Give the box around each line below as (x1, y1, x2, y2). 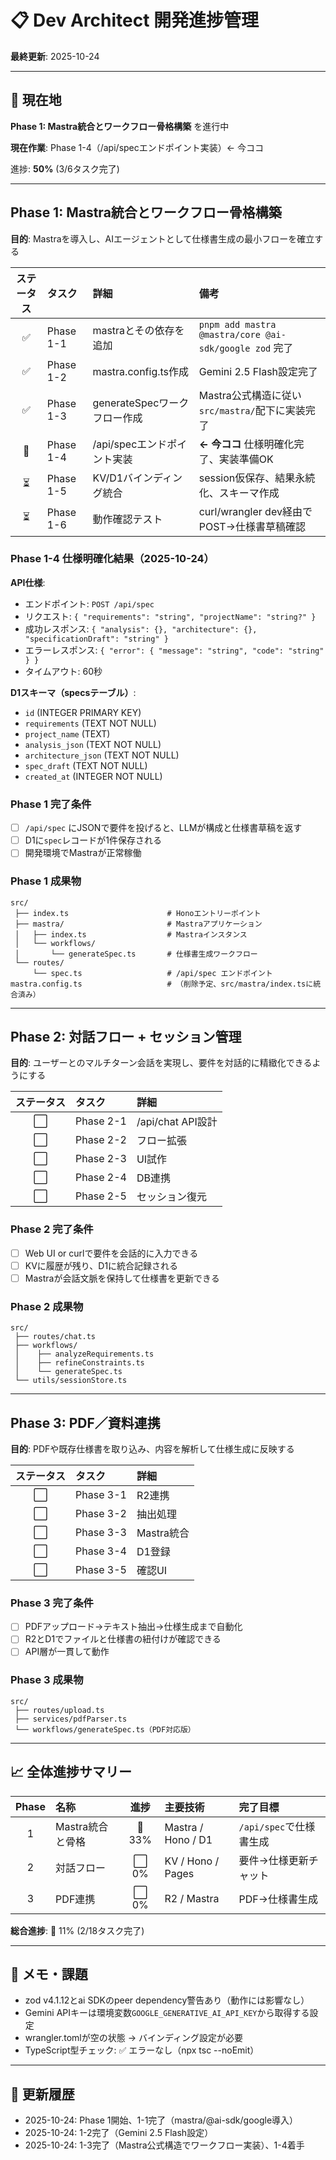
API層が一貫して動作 (24, 1646, 110, 1658)
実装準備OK (218, 452, 274, 466)
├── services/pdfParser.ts (14, 1714, 128, 1724)
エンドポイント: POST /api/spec (24, 597, 155, 610)
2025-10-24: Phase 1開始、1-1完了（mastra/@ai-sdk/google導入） (24, 2114, 299, 2126)
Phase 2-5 (75, 1189, 127, 1203)
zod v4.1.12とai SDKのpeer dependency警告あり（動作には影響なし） (24, 1994, 310, 2006)
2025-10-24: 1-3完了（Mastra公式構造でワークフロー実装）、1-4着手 (24, 2139, 305, 2151)
